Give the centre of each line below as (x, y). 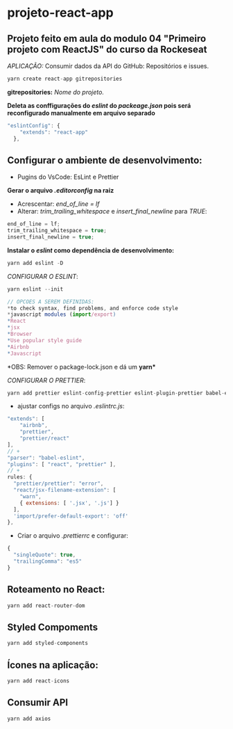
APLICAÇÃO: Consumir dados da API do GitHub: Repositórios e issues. (108, 66)
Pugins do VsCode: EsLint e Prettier (68, 177)
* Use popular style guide (44, 340)
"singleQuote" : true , (45, 555)
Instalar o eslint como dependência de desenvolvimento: (91, 250)
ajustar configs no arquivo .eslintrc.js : (71, 406)
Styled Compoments (53, 627)
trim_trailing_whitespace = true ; (57, 231)
